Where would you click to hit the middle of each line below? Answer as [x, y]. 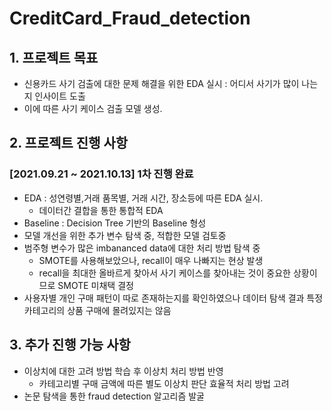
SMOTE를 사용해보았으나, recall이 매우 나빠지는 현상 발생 [151, 260]
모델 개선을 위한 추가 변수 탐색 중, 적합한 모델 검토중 [125, 235]
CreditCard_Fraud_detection [130, 18]
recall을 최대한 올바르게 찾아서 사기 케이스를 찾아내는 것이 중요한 [164, 273]
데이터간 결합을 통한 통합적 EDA [101, 210]
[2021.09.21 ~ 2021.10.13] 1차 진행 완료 [101, 174]
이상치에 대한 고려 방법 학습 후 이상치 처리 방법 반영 [123, 371]
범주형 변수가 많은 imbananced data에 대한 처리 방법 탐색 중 [142, 248]
